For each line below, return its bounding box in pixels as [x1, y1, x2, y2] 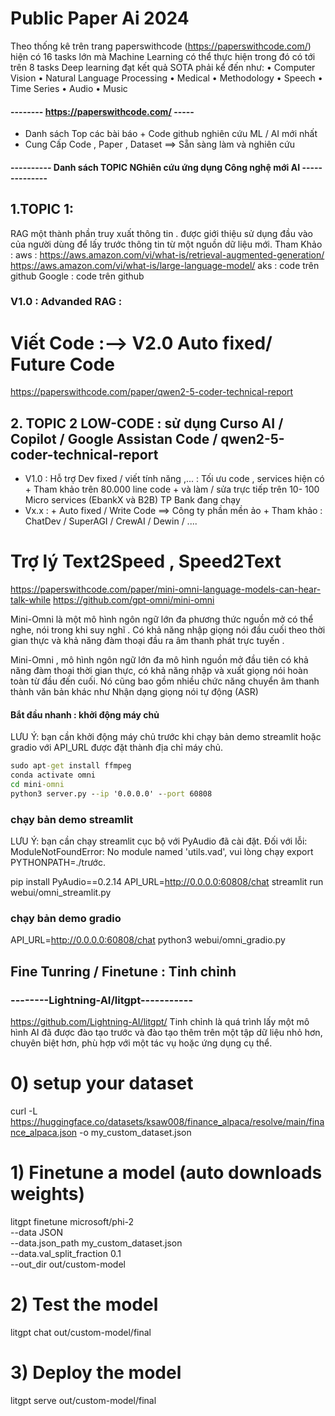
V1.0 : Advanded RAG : [10, 295, 123, 309]
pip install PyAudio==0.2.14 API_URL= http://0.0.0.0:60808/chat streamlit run [10, 876, 324, 888]
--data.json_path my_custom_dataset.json [10, 1237, 183, 1249]
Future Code [10, 353, 115, 376]
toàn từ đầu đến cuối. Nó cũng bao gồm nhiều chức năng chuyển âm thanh [10, 675, 320, 687]
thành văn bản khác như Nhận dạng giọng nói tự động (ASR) [10, 686, 259, 698]
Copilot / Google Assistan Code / [10, 430, 218, 447]
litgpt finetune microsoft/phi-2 [10, 1216, 135, 1228]
